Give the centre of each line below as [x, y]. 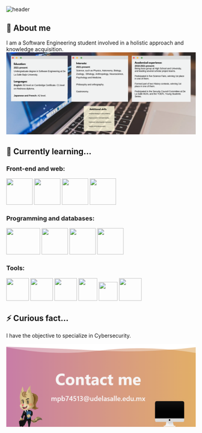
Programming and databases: [50, 218]
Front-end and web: [36, 169]
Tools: [16, 268]
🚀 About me [29, 28]
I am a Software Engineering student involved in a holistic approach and [95, 43]
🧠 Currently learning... [49, 151]
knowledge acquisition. [35, 49]
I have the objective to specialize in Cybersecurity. [69, 336]
